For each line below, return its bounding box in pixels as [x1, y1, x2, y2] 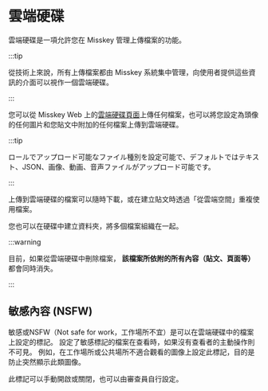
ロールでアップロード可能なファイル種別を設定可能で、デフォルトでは [8, 152, 239, 162]
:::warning [8, 237, 41, 247]
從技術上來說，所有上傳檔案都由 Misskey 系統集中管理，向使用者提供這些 [8, 67, 249, 76]
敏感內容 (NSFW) [8, 304, 93, 319]
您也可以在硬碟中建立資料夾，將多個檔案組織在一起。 [8, 221, 183, 231]
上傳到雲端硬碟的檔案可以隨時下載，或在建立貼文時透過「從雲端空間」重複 [8, 194, 253, 204]
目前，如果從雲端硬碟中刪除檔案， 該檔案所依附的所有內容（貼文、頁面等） [8, 253, 255, 263]
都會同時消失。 [8, 264, 57, 273]
